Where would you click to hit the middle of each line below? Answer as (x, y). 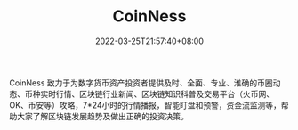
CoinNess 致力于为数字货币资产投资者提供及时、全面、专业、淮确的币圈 (141, 83)
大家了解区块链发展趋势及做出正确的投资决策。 (102, 116)
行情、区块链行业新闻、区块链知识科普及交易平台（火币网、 (165, 93)
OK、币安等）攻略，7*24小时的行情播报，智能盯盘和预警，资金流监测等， (145, 105)
